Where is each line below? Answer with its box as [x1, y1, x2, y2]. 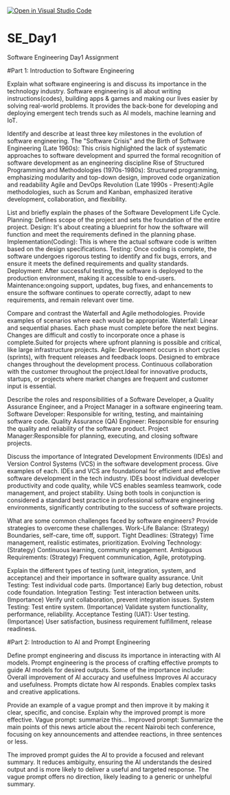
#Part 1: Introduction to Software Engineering [7, 66, 135, 75]
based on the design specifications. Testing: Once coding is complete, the [7, 244, 218, 253]
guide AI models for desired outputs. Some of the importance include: [7, 665, 205, 674]
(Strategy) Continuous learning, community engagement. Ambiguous [7, 545, 203, 554]
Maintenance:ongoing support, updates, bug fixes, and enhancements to [7, 281, 214, 289]
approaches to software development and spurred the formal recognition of [7, 151, 221, 159]
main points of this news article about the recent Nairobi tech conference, [7, 722, 216, 731]
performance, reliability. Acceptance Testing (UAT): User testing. [7, 610, 190, 618]
